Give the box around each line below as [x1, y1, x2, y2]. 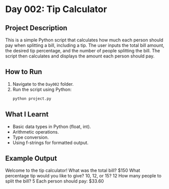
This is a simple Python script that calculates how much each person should [5, 37, 163, 43]
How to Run [5, 68, 42, 76]
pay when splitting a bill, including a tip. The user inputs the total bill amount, [5, 42, 165, 48]
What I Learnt [5, 110, 49, 119]
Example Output [5, 154, 57, 162]
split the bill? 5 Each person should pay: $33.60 [5, 178, 104, 184]
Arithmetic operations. [12, 129, 59, 135]
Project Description [5, 24, 68, 32]
